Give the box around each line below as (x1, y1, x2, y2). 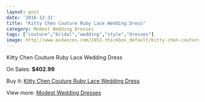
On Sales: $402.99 (6, 66, 55, 73)
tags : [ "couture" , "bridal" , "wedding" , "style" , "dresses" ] (6, 32, 154, 38)
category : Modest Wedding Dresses (6, 25, 95, 32)
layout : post (6, 8, 40, 15)
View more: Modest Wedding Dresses (6, 89, 102, 96)
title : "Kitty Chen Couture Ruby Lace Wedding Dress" (6, 20, 146, 26)
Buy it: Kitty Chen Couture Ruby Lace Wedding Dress (6, 77, 140, 84)
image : (6, 37, 23, 43)
